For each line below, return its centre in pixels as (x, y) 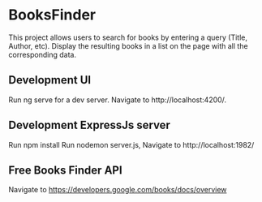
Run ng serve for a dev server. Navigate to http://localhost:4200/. (118, 100)
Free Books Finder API (66, 170)
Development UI (50, 80)
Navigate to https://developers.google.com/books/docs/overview (118, 190)
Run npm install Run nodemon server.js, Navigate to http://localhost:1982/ (131, 144)
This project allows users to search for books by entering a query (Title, (128, 37)
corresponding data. (43, 54)
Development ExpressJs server (89, 125)
